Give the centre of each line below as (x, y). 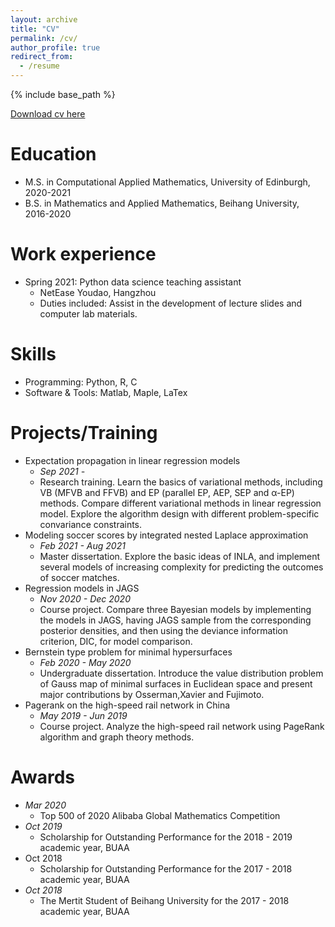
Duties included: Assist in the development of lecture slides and (171, 303)
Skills (33, 354)
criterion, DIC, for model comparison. (116, 641)
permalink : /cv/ (44, 38)
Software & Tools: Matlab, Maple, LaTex (106, 392)
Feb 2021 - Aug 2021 (82, 545)
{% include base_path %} (63, 94)
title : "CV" (35, 29)
